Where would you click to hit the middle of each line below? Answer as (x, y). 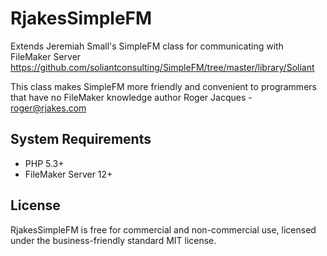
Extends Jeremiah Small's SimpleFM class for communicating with (147, 46)
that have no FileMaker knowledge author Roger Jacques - (131, 97)
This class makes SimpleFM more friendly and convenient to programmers (163, 86)
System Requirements (81, 139)
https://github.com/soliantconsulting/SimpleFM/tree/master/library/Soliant (162, 67)
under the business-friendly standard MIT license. (113, 240)
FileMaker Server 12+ (68, 174)
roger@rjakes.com (48, 108)
